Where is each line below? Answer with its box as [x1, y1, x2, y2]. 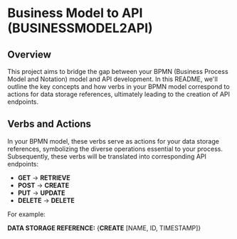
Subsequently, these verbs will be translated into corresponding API [7, 152, 206, 161]
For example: [7, 210, 46, 218]
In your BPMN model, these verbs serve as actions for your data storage [7, 137, 219, 145]
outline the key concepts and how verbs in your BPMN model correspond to [7, 83, 230, 90]
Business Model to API [7, 5, 143, 21]
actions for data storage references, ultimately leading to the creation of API [7, 90, 230, 98]
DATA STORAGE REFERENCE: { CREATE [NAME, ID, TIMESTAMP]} [7, 223, 201, 232]
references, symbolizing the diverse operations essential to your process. [7, 144, 223, 153]
